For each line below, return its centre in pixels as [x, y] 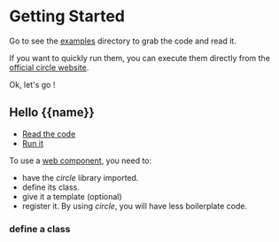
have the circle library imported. [80, 177]
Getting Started [67, 16]
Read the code [49, 134]
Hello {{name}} [52, 113]
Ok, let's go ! [32, 84]
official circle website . [49, 67]
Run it [33, 143]
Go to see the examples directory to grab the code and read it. [123, 41]
